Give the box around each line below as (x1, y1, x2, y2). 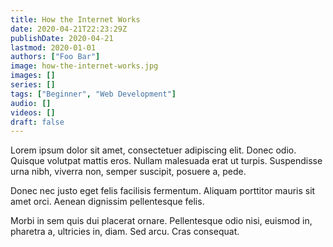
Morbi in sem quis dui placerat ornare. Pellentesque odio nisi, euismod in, (10, 215, 313, 227)
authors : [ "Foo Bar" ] (10, 52, 101, 62)
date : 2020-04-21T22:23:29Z (10, 24, 128, 34)
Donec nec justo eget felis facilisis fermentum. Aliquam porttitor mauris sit (10, 185, 316, 197)
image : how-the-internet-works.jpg (10, 61, 159, 71)
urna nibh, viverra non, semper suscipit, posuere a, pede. (10, 166, 247, 178)
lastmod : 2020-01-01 (10, 42, 97, 53)
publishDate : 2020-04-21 (10, 33, 114, 43)
